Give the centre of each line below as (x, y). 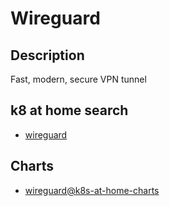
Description (47, 55)
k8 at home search (69, 110)
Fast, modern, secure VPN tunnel (78, 79)
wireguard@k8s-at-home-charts (92, 190)
